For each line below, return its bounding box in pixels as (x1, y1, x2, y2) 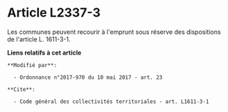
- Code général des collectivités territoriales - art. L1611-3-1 (13, 98, 209, 105)
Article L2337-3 (7, 5, 100, 21)
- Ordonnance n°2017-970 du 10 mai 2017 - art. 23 (13, 74, 163, 81)
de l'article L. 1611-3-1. (7, 35, 71, 43)
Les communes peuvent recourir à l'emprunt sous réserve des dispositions (7, 28, 221, 36)
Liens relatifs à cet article (7, 48, 82, 57)
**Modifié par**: (7, 62, 58, 68)
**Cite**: (7, 86, 36, 93)
